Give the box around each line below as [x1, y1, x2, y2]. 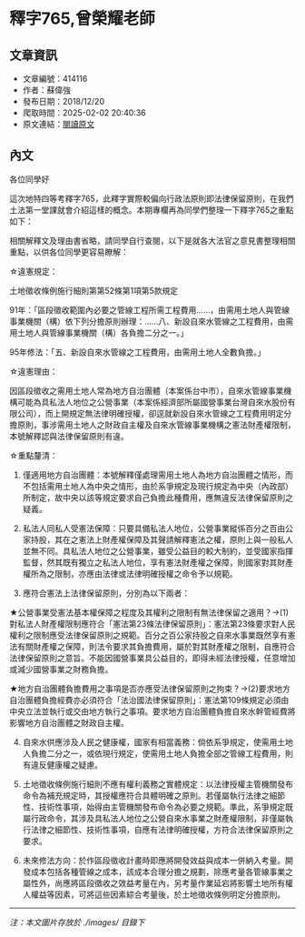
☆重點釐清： [9, 449, 58, 460]
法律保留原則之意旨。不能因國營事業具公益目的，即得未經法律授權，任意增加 [9, 652, 296, 663]
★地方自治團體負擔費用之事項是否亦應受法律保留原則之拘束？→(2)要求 [9, 683, 275, 694]
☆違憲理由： [9, 366, 58, 377]
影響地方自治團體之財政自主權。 [9, 717, 129, 728]
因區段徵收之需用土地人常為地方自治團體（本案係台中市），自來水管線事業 [9, 385, 284, 396]
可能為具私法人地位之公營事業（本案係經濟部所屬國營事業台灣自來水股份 [16, 397, 288, 408]
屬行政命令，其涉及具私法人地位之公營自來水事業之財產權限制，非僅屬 [22, 812, 286, 823]
